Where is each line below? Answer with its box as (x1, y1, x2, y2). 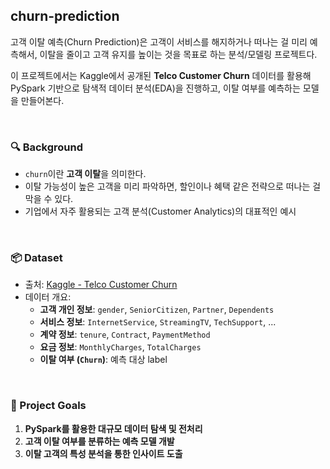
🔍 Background (10, 140, 84, 154)
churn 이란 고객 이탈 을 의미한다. (24, 168, 147, 180)
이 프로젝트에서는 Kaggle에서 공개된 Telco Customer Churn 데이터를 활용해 (10, 69, 312, 81)
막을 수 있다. (24, 193, 74, 205)
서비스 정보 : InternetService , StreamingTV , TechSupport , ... (39, 316, 277, 328)
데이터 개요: (24, 291, 72, 303)
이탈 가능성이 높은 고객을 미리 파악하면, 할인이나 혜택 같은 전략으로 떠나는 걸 (24, 180, 322, 193)
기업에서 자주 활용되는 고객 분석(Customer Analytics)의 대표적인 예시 (24, 205, 297, 218)
